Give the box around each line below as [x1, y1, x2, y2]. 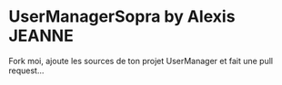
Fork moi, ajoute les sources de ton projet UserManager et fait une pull [8, 55, 274, 66]
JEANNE [8, 25, 74, 46]
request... [8, 65, 45, 76]
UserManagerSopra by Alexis [8, 6, 236, 27]
